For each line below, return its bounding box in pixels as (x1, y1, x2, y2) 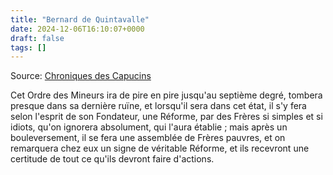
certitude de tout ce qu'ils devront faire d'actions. (10, 153, 215, 165)
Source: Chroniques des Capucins (10, 70, 152, 82)
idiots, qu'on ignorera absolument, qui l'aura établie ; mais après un (10, 121, 288, 133)
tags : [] (10, 42, 47, 53)
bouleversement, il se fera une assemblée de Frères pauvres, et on (10, 132, 286, 144)
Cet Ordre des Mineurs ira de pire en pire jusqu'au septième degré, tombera (10, 89, 323, 101)
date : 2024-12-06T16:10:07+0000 (10, 24, 145, 34)
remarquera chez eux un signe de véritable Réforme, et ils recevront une (10, 142, 310, 155)
